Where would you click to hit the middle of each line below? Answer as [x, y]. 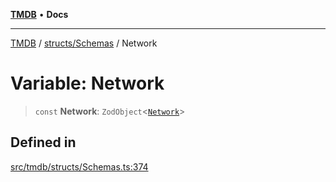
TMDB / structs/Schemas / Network [84, 43]
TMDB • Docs [39, 14]
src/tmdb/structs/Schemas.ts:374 [79, 166]
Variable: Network [87, 83]
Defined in [43, 142]
